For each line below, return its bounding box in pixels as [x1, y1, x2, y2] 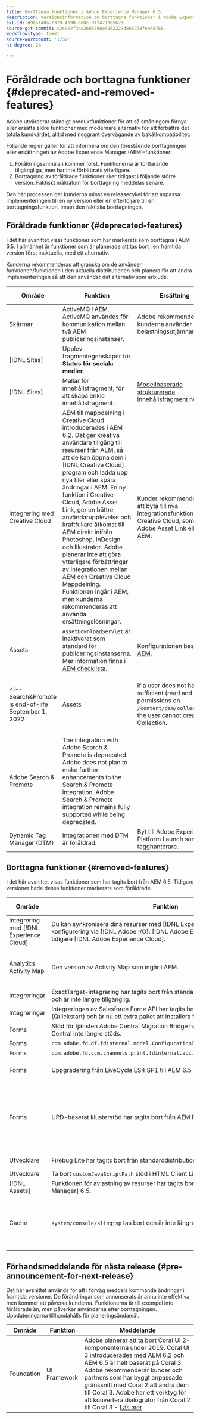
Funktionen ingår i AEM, [62, 587, 129, 596]
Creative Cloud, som [137, 516, 195, 525]
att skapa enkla [62, 391, 105, 399]
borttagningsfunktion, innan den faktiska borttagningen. [6, 203, 143, 210]
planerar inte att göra [62, 550, 121, 558]
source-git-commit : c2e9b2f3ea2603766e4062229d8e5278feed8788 [6, 25, 164, 32]
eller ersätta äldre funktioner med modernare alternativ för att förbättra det [6, 124, 189, 131]
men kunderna [62, 594, 103, 603]
